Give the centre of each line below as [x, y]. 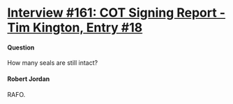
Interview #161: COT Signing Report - [116, 13]
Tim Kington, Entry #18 [75, 28]
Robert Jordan [29, 79]
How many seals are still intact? [53, 63]
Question [21, 47]
